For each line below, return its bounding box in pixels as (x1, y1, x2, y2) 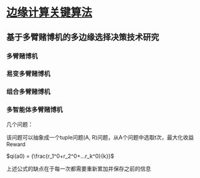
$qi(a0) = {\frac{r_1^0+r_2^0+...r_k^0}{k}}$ (6, 152, 114, 160)
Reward (6, 140, 26, 147)
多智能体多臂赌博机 (6, 105, 63, 114)
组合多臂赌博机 (6, 87, 51, 96)
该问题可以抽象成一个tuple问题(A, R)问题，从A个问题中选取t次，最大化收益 (6, 133, 194, 141)
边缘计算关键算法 (6, 6, 93, 20)
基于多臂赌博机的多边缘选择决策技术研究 (6, 32, 159, 42)
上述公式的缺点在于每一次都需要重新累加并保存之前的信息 (6, 165, 151, 172)
